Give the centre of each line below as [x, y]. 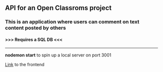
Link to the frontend [25, 64]
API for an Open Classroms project [58, 8]
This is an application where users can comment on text [72, 22]
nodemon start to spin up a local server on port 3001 [58, 55]
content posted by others [36, 28]
